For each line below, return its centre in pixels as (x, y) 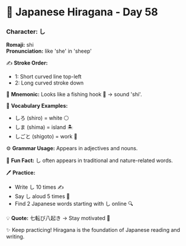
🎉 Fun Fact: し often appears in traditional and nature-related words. (89, 161)
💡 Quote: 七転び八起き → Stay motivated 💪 (58, 218)
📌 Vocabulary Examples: (37, 106)
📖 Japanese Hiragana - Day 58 (82, 12)
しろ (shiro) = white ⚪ (42, 118)
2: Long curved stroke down (49, 83)
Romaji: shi (20, 45)
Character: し (26, 32)
